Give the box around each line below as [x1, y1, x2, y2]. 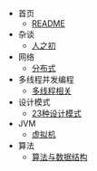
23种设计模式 [31, 108, 82, 119]
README [31, 18, 65, 29]
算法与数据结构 [31, 152, 88, 162]
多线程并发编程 [17, 74, 74, 84]
